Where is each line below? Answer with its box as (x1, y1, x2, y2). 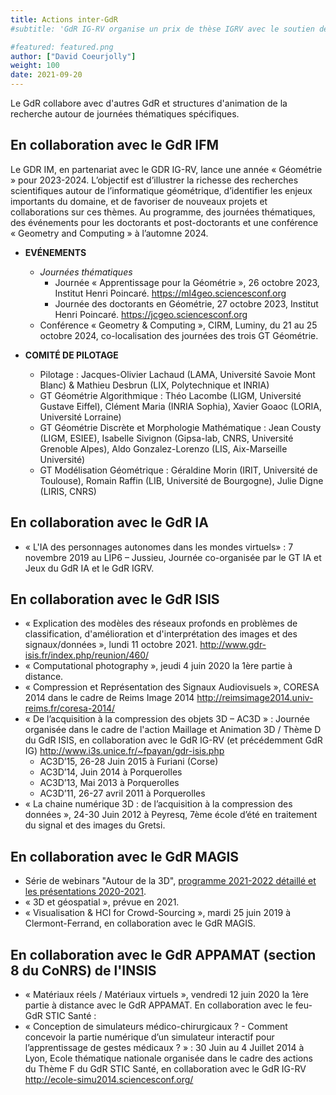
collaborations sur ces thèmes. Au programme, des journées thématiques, (10, 206, 316, 218)
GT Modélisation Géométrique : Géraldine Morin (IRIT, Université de (39, 464, 318, 476)
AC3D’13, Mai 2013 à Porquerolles (39, 777, 180, 789)
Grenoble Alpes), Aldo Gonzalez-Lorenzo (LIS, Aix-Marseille (39, 442, 288, 455)
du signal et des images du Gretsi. (24, 819, 166, 831)
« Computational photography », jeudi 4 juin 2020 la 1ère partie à (24, 660, 293, 672)
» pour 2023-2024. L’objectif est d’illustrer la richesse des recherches (10, 174, 299, 186)
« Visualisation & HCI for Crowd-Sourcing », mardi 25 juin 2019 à (24, 907, 292, 919)
